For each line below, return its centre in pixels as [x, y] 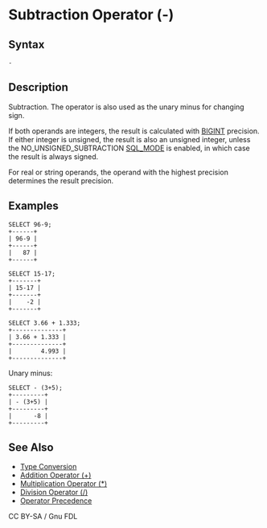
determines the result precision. [61, 180]
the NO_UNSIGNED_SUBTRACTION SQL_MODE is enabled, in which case [129, 148]
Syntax [27, 45]
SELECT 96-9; [30, 224]
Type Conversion [48, 467]
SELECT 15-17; [32, 274]
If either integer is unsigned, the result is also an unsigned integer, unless [129, 139]
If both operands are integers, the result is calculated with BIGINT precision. [134, 131]
